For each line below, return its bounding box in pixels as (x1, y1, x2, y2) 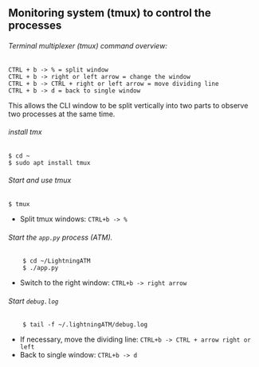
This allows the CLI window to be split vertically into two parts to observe (8, 100, 249, 110)
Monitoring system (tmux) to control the (8, 6, 211, 20)
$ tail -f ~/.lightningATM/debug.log (22, 321, 148, 329)
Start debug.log (8, 296, 59, 306)
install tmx (8, 127, 42, 137)
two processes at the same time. (8, 109, 116, 119)
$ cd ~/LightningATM (22, 257, 91, 265)
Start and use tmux (8, 175, 72, 185)
